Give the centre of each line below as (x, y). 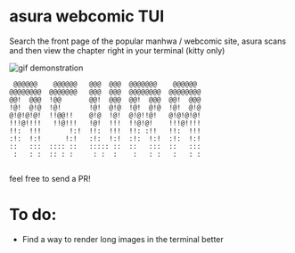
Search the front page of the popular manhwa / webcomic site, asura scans (148, 41)
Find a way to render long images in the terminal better (123, 239)
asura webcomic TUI (87, 16)
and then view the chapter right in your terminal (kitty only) (117, 50)
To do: (33, 215)
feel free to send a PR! (50, 178)
